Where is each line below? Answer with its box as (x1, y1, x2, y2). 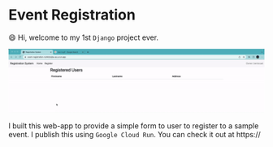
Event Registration (8, 6, 136, 24)
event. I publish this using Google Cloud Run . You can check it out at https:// (8, 129, 262, 139)
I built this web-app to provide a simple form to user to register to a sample (8, 120, 259, 131)
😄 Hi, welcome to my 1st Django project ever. (8, 32, 159, 42)
